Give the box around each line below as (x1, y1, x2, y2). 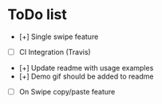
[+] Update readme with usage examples (18, 64, 154, 72)
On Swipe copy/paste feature (18, 87, 116, 96)
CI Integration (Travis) (18, 47, 91, 56)
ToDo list (7, 6, 67, 24)
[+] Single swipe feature (18, 32, 99, 41)
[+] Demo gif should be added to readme (18, 71, 154, 81)
